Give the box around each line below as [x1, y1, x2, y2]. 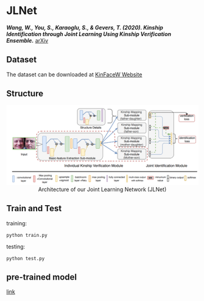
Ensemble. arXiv [6, 37, 49, 44]
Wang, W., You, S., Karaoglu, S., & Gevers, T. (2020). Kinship [6, 24, 163, 31]
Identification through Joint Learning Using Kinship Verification [6, 30, 172, 37]
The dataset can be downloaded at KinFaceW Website [6, 71, 142, 78]
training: [6, 219, 27, 227]
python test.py [6, 255, 45, 261]
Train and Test [6, 203, 62, 214]
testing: [6, 242, 26, 250]
